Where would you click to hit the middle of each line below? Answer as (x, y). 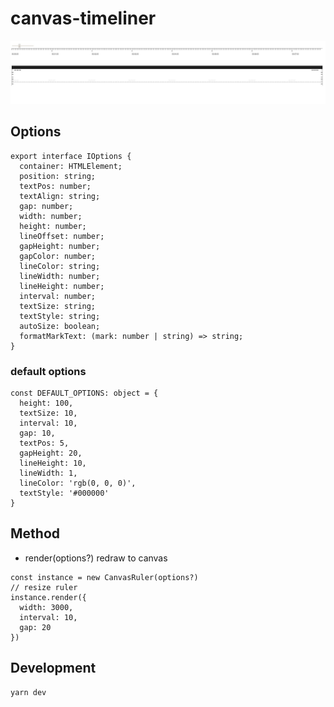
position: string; (58, 176)
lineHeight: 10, (53, 463)
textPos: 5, (44, 443)
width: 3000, (46, 607)
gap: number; (46, 206)
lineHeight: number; (62, 286)
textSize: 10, (48, 413)
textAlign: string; (60, 196)
